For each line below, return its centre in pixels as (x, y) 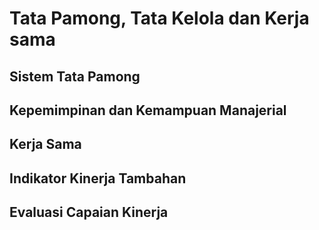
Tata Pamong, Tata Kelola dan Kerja (159, 18)
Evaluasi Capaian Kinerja (89, 212)
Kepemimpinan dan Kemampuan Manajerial (148, 110)
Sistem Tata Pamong (75, 76)
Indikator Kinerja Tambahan (98, 178)
